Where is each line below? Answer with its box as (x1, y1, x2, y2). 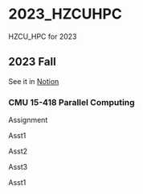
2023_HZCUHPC (8, 5, 123, 23)
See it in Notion (8, 76, 59, 86)
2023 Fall (8, 55, 56, 69)
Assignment (8, 115, 48, 125)
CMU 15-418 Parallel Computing (8, 96, 135, 108)
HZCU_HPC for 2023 (8, 32, 77, 41)
